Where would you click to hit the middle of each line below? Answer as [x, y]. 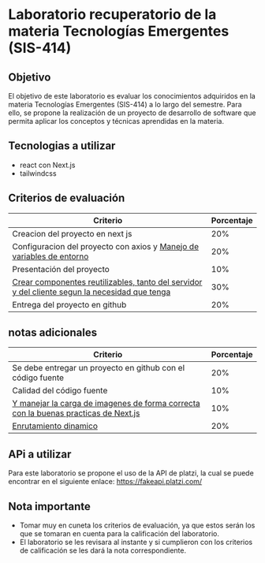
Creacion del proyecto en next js [72, 233]
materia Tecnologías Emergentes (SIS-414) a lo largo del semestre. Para [125, 104]
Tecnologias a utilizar [62, 146]
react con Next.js [47, 165]
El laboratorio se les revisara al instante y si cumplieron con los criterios [136, 542]
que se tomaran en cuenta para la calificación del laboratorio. [119, 534]
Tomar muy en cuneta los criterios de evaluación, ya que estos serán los [137, 525]
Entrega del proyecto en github [69, 304]
